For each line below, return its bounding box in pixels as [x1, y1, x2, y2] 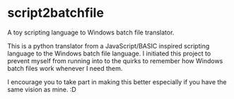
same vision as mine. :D [7, 85, 76, 93]
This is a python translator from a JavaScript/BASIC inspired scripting [7, 41, 210, 50]
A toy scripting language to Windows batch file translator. [7, 28, 175, 37]
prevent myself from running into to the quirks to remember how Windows [7, 56, 223, 65]
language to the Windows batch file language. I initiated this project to [7, 49, 211, 58]
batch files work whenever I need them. [7, 64, 123, 72]
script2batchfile [7, 5, 105, 21]
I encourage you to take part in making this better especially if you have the [7, 77, 228, 86]
